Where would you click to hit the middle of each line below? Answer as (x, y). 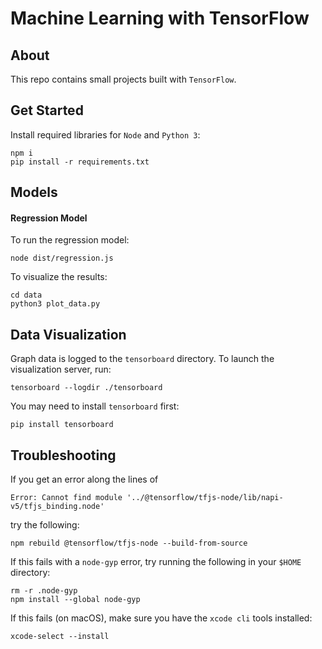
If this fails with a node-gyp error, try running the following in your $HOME (156, 562)
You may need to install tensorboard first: (95, 406)
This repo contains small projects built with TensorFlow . (123, 79)
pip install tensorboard (62, 425)
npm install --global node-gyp (75, 600)
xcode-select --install (60, 637)
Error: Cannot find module (66, 498)
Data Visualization (68, 334)
